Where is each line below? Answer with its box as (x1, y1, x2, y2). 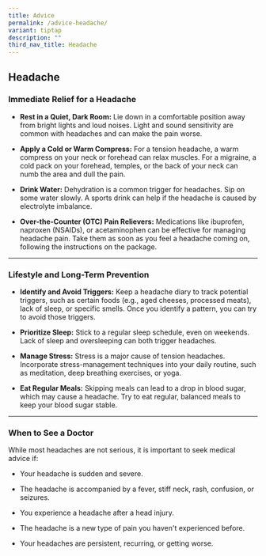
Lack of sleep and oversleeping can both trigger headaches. (19, 336, 217, 346)
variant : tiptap (8, 26, 62, 34)
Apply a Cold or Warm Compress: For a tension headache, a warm (19, 144, 239, 153)
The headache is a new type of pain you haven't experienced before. (19, 524, 245, 533)
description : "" (8, 33, 62, 42)
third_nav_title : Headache (8, 41, 97, 49)
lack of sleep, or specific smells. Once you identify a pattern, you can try (19, 304, 257, 313)
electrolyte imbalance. (19, 201, 93, 210)
